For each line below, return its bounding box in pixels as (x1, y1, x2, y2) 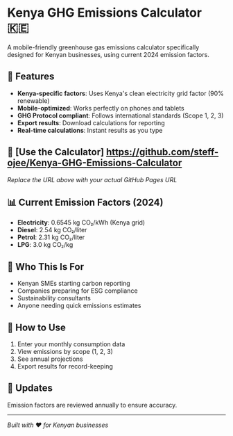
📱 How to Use (7, 321, 66, 333)
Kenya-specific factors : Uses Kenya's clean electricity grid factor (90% (17, 89, 224, 97)
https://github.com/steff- (106, 146, 219, 158)
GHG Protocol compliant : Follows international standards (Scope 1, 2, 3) (17, 111, 224, 120)
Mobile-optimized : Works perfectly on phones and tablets (17, 104, 185, 112)
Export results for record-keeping (17, 362, 113, 370)
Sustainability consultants (17, 294, 92, 302)
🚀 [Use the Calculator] (7, 146, 105, 158)
